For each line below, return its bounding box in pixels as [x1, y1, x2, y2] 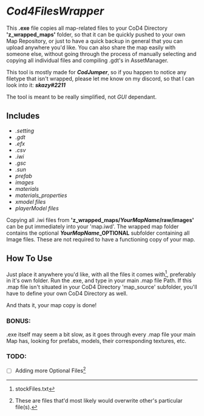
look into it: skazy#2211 [6, 81, 66, 89]
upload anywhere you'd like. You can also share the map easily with [6, 44, 176, 51]
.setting [15, 127, 35, 134]
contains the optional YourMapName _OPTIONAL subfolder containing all [6, 229, 190, 237]
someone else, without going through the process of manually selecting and [6, 50, 197, 57]
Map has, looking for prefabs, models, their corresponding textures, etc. [6, 337, 186, 344]
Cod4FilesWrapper [6, 4, 104, 18]
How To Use [6, 254, 53, 264]
